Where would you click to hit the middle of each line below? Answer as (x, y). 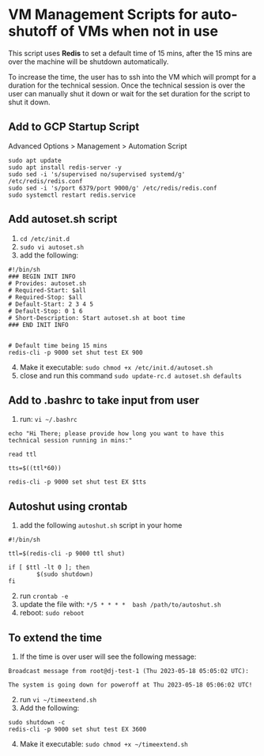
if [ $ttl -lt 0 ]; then (49, 568)
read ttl (23, 455)
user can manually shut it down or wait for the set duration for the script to (129, 93)
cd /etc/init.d (45, 239)
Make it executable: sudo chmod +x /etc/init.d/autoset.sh (116, 367)
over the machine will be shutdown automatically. (89, 62)
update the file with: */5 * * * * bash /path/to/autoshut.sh (120, 604)
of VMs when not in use (140, 31)
